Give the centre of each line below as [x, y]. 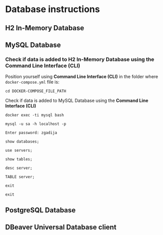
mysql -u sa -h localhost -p [36, 124]
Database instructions [53, 9]
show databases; [22, 142]
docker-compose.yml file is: [32, 82]
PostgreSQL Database [40, 210]
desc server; [19, 168]
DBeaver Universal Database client [61, 227]
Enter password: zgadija [31, 133]
